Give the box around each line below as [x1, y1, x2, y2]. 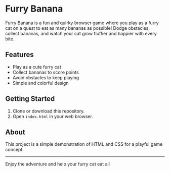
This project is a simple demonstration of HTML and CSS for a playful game [5, 141, 163, 147]
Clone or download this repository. [12, 108, 85, 114]
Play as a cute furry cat [12, 64, 62, 70]
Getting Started [5, 94, 55, 103]
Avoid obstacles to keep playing [12, 74, 79, 81]
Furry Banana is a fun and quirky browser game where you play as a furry [5, 20, 159, 26]
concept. [5, 147, 24, 153]
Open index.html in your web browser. [12, 113, 94, 119]
